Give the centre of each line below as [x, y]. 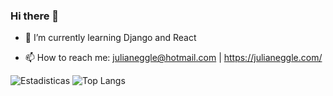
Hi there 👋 [35, 16]
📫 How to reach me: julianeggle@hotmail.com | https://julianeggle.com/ [173, 58]
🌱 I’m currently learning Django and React [110, 38]
